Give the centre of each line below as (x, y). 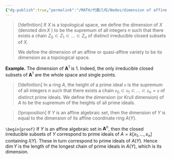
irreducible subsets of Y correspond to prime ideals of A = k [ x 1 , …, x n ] (79, 135)
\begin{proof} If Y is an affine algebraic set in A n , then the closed (74, 128)
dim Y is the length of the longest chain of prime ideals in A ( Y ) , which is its (84, 146)
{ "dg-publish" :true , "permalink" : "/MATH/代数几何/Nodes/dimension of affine (86, 10)
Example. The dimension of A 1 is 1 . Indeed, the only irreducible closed (79, 68)
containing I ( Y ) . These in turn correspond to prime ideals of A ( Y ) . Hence (81, 141)
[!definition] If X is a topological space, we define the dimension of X (90, 25)
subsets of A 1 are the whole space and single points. (61, 74)
